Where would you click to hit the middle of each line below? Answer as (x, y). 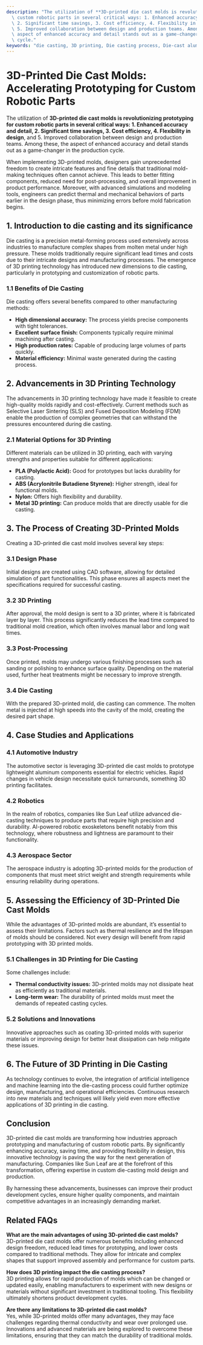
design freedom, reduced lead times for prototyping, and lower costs (92, 1248)
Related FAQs (32, 1220)
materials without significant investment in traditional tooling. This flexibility (100, 1292)
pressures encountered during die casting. (59, 424)
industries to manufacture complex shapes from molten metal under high (97, 247)
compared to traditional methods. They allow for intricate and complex (94, 1254)
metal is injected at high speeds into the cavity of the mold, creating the (95, 710)
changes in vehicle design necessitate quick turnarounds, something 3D (96, 779)
